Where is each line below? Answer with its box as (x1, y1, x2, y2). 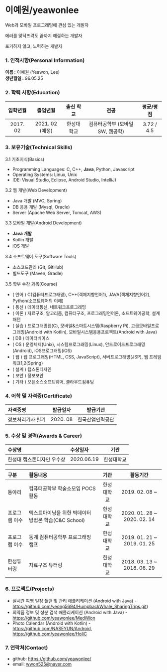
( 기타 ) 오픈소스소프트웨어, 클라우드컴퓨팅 (12, 378, 94, 384)
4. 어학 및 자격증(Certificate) (5, 392, 72, 399)
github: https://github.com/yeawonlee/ (12, 656, 91, 662)
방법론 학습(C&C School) (29, 517, 85, 524)
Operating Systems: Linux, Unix (12, 171, 77, 177)
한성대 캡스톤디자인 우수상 (7, 456, 66, 463)
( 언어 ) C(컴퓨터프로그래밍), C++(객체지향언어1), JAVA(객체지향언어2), (12, 291, 151, 297)
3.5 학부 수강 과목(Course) (5, 281, 58, 287)
